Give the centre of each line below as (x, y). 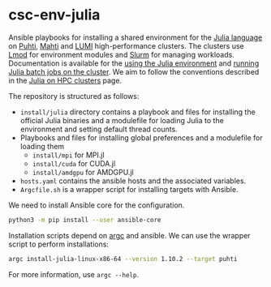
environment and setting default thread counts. (99, 129)
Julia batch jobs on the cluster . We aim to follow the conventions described (134, 71)
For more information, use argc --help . (74, 274)
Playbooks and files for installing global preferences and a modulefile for (142, 137)
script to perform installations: (59, 244)
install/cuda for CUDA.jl (74, 163)
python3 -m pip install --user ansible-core (85, 220)
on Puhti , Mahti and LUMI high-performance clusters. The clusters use (127, 45)
